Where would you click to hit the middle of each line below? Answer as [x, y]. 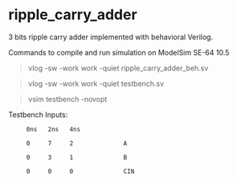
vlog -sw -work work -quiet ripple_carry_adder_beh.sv [118, 68]
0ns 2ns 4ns [53, 129]
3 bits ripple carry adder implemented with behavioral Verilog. [111, 37]
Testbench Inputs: [38, 115]
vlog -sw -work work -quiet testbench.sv [96, 83]
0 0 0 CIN [80, 171]
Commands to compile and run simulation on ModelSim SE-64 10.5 [119, 52]
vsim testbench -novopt [67, 99]
